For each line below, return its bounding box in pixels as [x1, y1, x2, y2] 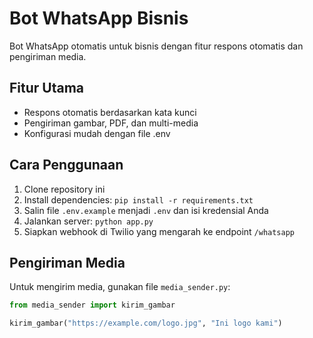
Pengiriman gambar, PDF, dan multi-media [23, 117, 199, 129]
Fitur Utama [9, 80, 85, 97]
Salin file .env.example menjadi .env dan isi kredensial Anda [23, 204, 269, 216]
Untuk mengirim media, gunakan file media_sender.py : [9, 281, 231, 293]
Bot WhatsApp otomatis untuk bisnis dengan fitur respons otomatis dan [9, 40, 304, 52]
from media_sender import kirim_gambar [9, 300, 176, 311]
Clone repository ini [23, 183, 106, 195]
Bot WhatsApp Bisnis [9, 7, 189, 30]
